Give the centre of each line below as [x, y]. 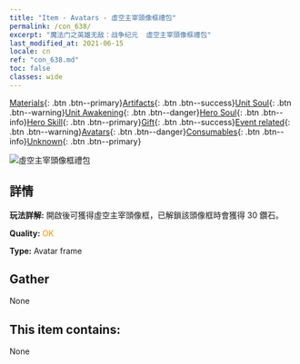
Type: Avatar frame [46, 251]
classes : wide [36, 77]
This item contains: [65, 329]
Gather [30, 279]
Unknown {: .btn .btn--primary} [84, 141]
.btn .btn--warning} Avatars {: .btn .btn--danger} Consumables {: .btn [135, 132]
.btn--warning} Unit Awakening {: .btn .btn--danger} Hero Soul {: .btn [135, 112]
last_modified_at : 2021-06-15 [67, 43]
